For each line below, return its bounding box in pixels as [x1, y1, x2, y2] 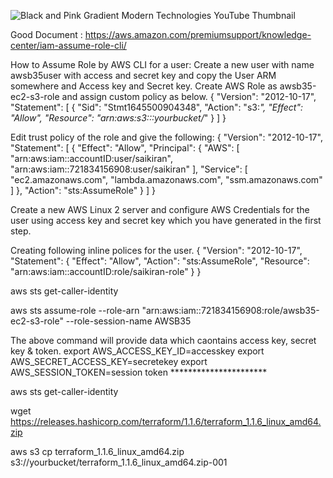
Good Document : [10, 29, 83, 40]
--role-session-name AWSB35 [65, 315, 192, 327]
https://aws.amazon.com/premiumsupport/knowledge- [84, 29, 312, 40]
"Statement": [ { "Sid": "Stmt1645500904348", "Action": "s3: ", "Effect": [10, 101, 303, 113]
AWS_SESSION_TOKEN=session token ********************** [10, 366, 268, 378]
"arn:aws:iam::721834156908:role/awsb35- [141, 305, 320, 316]
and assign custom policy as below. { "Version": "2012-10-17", [61, 91, 317, 102]
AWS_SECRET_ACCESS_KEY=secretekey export [10, 356, 208, 367]
